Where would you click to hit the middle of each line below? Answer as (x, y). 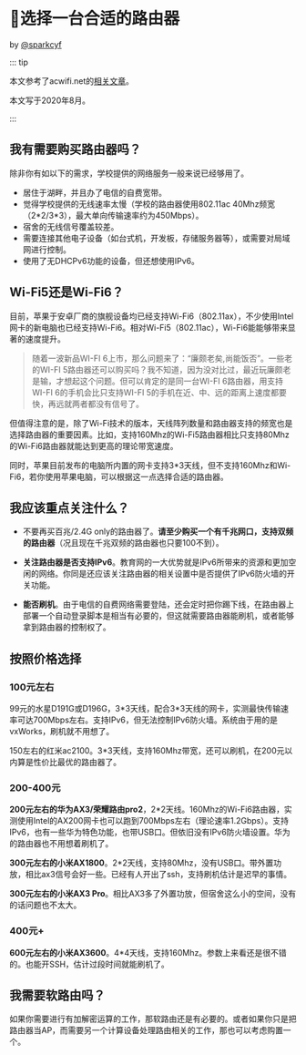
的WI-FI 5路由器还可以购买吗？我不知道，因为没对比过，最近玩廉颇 (158, 369)
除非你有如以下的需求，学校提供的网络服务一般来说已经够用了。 (129, 173)
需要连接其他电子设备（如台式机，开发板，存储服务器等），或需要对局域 (156, 238)
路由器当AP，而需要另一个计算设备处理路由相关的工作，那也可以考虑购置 (147, 1030)
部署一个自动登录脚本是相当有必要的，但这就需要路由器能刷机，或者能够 (158, 616)
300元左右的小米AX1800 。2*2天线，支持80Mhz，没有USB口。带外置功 (146, 863)
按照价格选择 (46, 658)
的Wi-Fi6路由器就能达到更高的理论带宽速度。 (94, 446)
